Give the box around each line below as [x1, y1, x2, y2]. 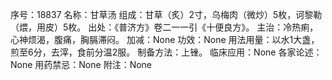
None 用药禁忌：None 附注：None [10, 59, 153, 70]
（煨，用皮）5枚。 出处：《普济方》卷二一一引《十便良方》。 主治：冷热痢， [10, 21, 319, 33]
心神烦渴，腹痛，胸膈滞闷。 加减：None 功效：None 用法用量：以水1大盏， [10, 34, 320, 45]
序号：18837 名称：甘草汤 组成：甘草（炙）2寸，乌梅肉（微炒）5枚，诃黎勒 [10, 9, 323, 20]
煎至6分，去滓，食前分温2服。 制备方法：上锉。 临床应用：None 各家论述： [10, 46, 323, 58]
